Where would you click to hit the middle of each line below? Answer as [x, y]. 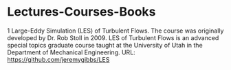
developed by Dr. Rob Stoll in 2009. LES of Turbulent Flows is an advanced [113, 37]
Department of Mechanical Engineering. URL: [71, 52]
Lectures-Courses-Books [81, 12]
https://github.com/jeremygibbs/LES [58, 59]
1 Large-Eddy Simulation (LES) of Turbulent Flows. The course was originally [115, 31]
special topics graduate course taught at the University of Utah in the [105, 45]
